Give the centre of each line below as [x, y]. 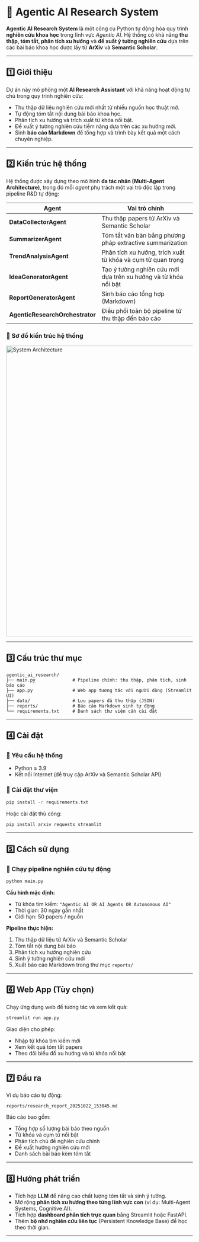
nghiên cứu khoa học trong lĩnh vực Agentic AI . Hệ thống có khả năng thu [97, 34]
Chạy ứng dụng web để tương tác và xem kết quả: [67, 1007]
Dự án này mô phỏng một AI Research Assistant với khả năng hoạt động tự [98, 89]
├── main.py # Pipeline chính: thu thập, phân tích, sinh [96, 680]
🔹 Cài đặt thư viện [32, 790]
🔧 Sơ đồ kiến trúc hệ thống [45, 336]
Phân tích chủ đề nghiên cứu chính [57, 1141]
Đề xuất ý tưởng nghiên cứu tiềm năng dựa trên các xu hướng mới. [95, 126]
